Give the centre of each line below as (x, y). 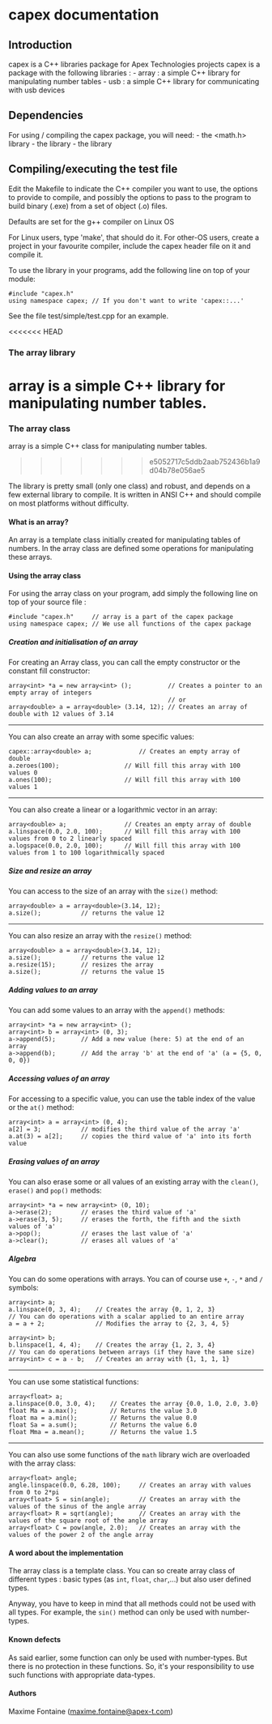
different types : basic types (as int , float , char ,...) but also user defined (130, 1579)
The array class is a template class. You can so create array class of (122, 1571)
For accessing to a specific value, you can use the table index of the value (132, 1099)
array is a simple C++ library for (117, 386)
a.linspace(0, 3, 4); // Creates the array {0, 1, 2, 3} (112, 1310)
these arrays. (30, 557)
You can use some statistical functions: (74, 1382)
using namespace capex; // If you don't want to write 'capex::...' (126, 301)
